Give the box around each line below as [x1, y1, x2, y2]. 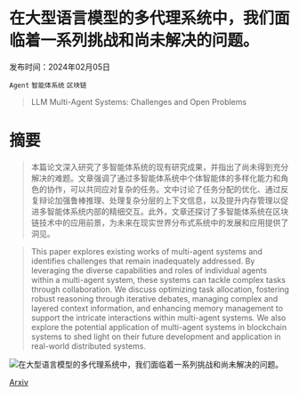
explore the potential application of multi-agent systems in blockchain [30, 321, 287, 332]
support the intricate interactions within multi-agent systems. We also [30, 312, 287, 323]
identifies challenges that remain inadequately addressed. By [30, 255, 255, 266]
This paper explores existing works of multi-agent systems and [30, 246, 263, 256]
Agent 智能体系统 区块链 [9, 81, 87, 90]
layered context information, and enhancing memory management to [30, 303, 283, 313]
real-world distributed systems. [30, 340, 147, 352]
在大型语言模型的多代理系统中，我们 [9, 8, 275, 28]
